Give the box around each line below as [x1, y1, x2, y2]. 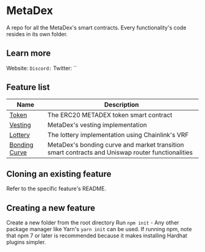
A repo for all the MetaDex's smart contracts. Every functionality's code [6, 24, 187, 31]
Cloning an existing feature [6, 169, 112, 179]
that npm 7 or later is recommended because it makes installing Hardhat [6, 232, 187, 239]
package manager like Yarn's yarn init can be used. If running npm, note [6, 226, 192, 233]
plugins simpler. [6, 239, 46, 246]
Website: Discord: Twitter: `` [6, 64, 77, 72]
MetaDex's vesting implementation [48, 120, 148, 129]
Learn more [6, 48, 51, 59]
